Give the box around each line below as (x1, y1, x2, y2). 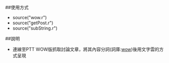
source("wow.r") (12, 15, 47, 20)
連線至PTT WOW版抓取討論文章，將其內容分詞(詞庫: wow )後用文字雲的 (12, 46, 160, 52)
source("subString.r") (12, 25, 58, 31)
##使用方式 (5, 5, 29, 10)
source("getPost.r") (12, 20, 53, 26)
